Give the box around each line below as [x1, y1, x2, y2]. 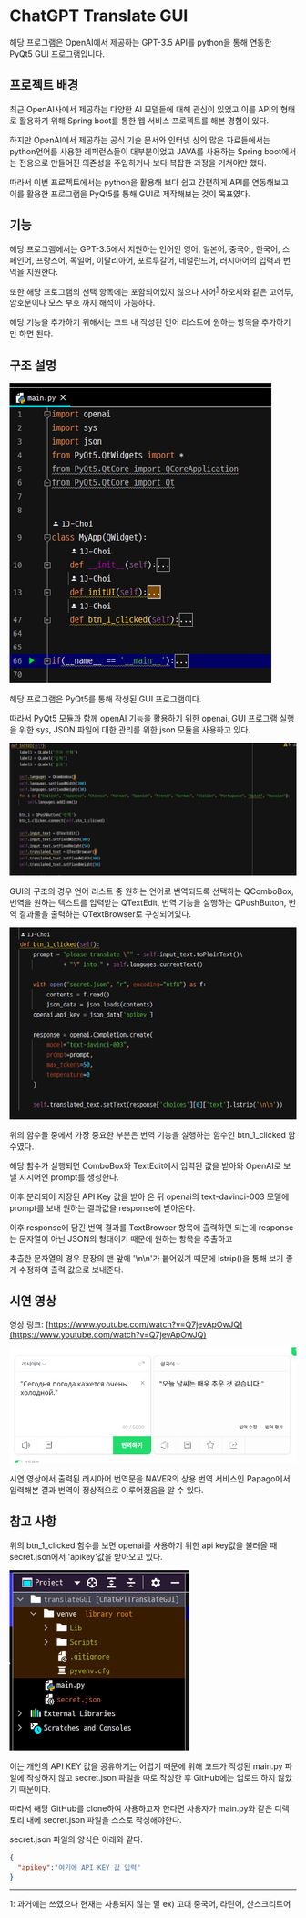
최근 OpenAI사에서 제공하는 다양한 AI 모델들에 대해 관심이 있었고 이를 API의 [9, 103, 280, 114]
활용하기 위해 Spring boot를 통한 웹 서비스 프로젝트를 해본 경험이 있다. [18, 115, 270, 126]
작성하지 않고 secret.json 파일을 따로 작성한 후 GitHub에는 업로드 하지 [25, 1772, 276, 1783]
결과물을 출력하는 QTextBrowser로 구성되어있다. [18, 909, 192, 920]
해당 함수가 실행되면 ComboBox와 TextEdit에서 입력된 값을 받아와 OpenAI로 [9, 1160, 282, 1171]
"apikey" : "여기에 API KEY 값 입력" [17, 1862, 141, 1872]
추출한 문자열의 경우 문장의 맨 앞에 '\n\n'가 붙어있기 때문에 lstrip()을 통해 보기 [9, 1252, 284, 1263]
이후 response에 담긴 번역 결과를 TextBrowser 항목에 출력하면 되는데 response [9, 1221, 294, 1233]
